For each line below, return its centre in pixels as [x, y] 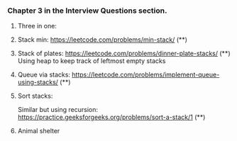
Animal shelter [39, 131]
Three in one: [37, 26]
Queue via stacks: [44, 75]
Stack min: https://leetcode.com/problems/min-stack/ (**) [103, 40]
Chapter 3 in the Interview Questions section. [87, 11]
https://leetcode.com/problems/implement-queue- [146, 75]
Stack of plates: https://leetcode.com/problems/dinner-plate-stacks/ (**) [124, 53]
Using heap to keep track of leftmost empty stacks [92, 61]
